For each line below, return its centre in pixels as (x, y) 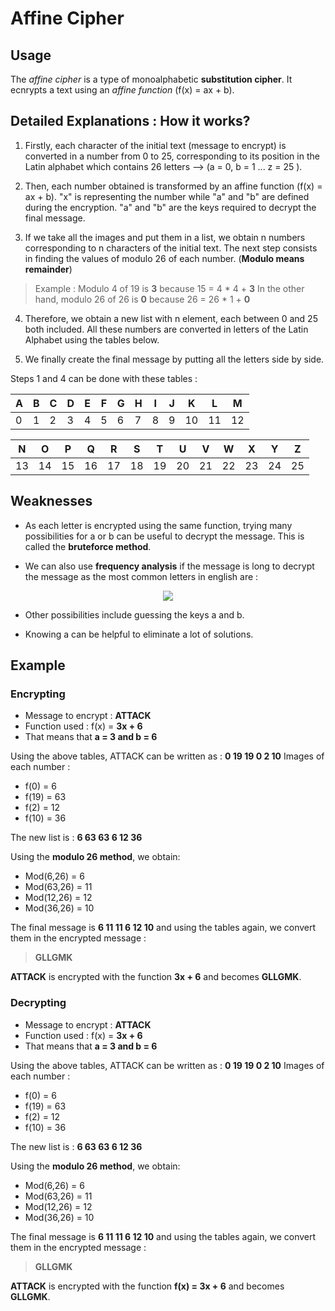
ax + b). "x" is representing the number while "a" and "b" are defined (167, 196)
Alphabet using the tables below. (92, 339)
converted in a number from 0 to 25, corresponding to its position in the (172, 156)
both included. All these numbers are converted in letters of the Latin (166, 329)
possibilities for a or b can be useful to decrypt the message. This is (164, 536)
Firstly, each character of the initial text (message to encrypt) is (155, 145)
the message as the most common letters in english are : (141, 576)
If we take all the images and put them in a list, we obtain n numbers (165, 237)
